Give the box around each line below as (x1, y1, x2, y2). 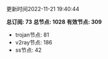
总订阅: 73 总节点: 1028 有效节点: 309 (6, 18, 102, 26)
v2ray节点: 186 (15, 39, 53, 46)
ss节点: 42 (15, 46, 42, 54)
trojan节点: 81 (15, 31, 49, 38)
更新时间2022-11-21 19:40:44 (6, 5, 79, 12)
